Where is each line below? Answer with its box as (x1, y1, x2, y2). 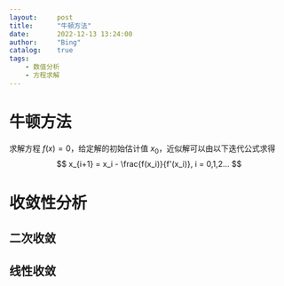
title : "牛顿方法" (9, 21, 91, 30)
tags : (9, 54, 29, 63)
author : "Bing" (9, 37, 82, 47)
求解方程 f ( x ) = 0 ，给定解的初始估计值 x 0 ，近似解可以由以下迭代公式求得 (9, 143, 276, 155)
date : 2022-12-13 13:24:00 (9, 29, 133, 38)
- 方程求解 (25, 71, 60, 80)
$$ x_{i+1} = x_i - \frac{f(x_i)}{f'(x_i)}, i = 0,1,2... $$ (56, 159, 242, 170)
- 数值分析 (25, 63, 60, 72)
